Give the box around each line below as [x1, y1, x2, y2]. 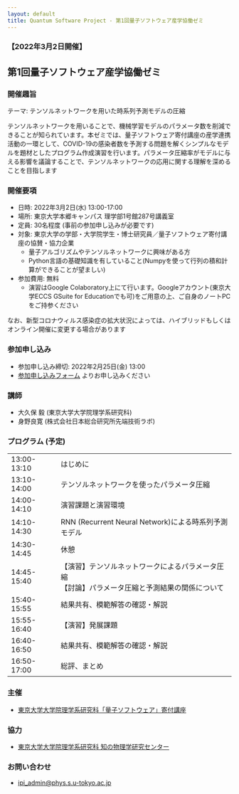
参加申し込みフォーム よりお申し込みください [17, 371, 151, 379]
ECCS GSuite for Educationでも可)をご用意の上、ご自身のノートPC [34, 292, 231, 301]
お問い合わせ [7, 762, 52, 772]
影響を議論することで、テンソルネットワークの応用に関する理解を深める [19, 157, 231, 166]
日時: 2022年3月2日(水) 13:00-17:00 [17, 203, 123, 212]
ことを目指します [7, 166, 58, 175]
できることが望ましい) [41, 265, 106, 274]
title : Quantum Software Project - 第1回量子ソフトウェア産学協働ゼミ [7, 17, 204, 24]
